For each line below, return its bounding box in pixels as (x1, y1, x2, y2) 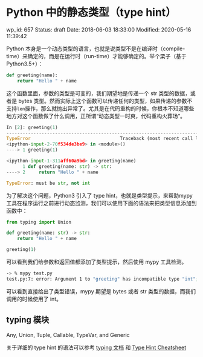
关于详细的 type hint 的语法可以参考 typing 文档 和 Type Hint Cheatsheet (6, 344, 187, 351)
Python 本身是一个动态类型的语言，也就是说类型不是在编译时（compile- (6, 45, 185, 52)
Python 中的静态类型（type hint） (6, 5, 176, 19)
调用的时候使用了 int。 (6, 295, 62, 302)
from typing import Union (6, 219, 71, 225)
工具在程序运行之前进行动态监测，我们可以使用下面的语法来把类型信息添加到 (6, 199, 197, 207)
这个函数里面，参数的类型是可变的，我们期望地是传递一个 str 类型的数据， (6, 89, 191, 97)
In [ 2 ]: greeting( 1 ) (6, 124, 59, 130)
